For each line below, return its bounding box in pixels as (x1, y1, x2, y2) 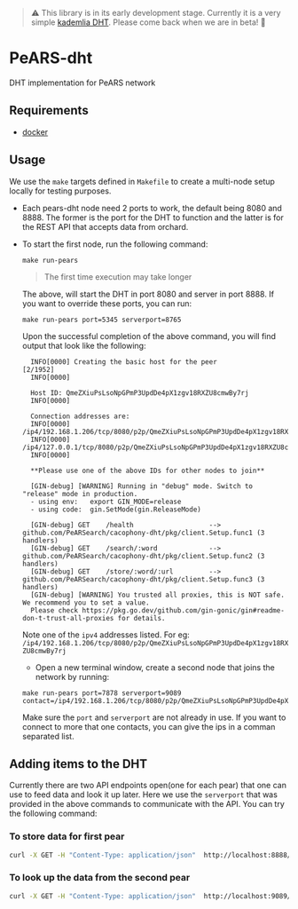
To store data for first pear (9, 830, 125, 842)
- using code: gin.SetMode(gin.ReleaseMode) (30, 505, 201, 514)
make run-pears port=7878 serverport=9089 (21, 688, 182, 698)
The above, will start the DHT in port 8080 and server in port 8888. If (21, 289, 275, 299)
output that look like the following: (21, 340, 146, 351)
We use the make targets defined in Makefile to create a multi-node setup (9, 176, 275, 186)
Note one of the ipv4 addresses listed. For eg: (21, 629, 190, 640)
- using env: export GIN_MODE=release (30, 497, 182, 506)
